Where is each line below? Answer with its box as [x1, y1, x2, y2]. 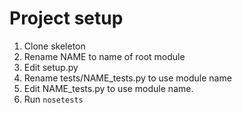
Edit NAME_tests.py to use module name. [23, 82, 194, 94]
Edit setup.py [23, 61, 79, 73]
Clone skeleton [23, 40, 86, 52]
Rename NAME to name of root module [23, 50, 186, 62]
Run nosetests [23, 93, 84, 105]
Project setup [9, 7, 124, 30]
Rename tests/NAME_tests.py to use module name [23, 72, 232, 84]
